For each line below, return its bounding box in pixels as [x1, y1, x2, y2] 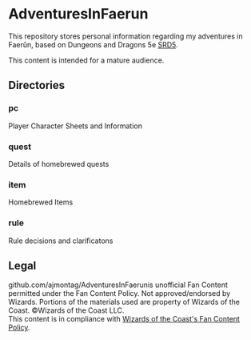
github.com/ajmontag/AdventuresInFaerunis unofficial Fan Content [8, 280, 228, 289]
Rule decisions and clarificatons [8, 236, 114, 245]
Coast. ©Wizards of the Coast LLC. [8, 306, 125, 315]
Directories [8, 79, 66, 92]
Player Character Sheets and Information [8, 121, 142, 131]
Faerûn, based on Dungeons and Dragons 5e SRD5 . [8, 39, 178, 49]
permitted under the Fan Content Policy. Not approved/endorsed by [8, 289, 231, 298]
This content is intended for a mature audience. [8, 55, 165, 65]
